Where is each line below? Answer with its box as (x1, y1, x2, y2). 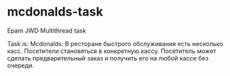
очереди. (7, 61, 34, 69)
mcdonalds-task (7, 4, 104, 20)
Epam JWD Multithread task (7, 26, 87, 35)
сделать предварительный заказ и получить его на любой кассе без (7, 54, 209, 62)
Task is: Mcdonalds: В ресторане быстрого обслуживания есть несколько (7, 39, 223, 47)
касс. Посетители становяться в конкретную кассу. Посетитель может (7, 47, 216, 55)
